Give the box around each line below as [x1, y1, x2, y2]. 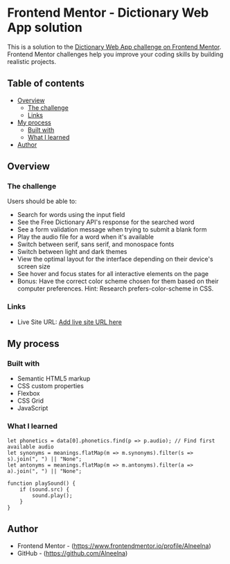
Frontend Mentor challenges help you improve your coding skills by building [7, 50, 224, 58]
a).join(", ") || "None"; [7, 467, 82, 474]
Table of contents [7, 78, 85, 90]
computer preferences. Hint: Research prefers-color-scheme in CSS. [17, 284, 214, 293]
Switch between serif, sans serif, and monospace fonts [17, 240, 175, 248]
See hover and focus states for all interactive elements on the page [17, 270, 209, 278]
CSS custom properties [17, 382, 85, 390]
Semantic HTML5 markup [17, 374, 91, 383]
